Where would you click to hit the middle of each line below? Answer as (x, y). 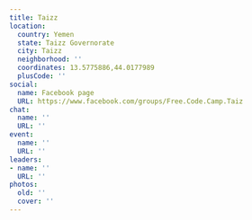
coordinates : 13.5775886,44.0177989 (86, 68)
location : (28, 26)
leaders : (26, 159)
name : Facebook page (56, 92)
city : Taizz (40, 51)
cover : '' (36, 202)
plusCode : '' (42, 76)
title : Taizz (34, 18)
